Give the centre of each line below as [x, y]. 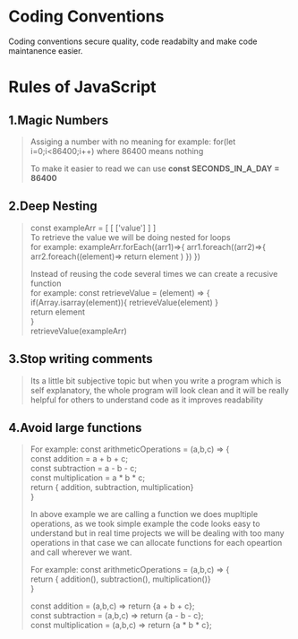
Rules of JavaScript [83, 87]
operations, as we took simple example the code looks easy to [145, 524]
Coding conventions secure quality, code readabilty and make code [133, 41]
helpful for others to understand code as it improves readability [147, 400]
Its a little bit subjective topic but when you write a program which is [156, 380]
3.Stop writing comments [81, 359]
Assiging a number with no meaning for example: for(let [133, 142]
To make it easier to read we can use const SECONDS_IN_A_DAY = [155, 168]
